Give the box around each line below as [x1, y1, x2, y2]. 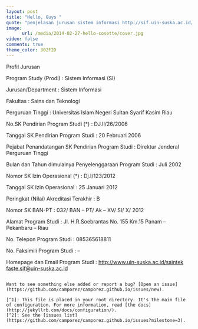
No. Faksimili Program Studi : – [6, 247, 81, 254]
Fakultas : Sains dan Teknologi [6, 97, 80, 104]
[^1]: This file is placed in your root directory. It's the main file [6, 297, 186, 302]
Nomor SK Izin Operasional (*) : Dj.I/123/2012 [6, 172, 116, 179]
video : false [6, 36, 38, 42]
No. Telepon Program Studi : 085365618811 [6, 235, 111, 242]
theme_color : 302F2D [6, 47, 57, 53]
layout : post [6, 8, 38, 15]
